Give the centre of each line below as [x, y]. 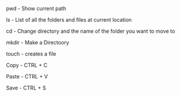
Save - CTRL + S [26, 88]
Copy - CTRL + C [27, 65]
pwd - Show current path [36, 8]
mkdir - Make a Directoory [38, 42]
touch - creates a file [31, 54]
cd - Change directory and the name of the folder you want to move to [90, 31]
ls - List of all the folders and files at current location [69, 20]
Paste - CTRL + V [27, 76]
